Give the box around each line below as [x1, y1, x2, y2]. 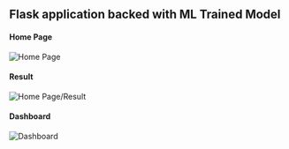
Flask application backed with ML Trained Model [9, 7, 281, 22]
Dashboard [9, 111, 51, 122]
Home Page [9, 31, 53, 42]
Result [9, 71, 34, 82]
